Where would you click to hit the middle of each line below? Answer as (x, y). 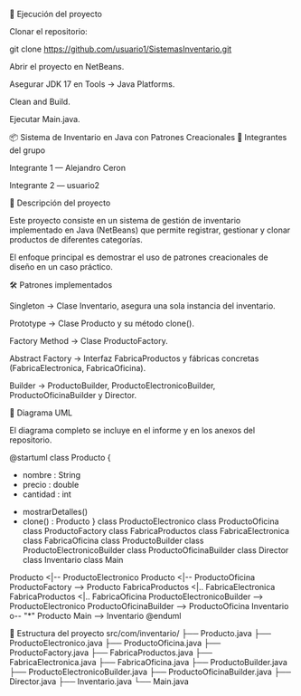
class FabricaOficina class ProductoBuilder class (113, 540)
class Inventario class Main (73, 560)
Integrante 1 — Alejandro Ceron (68, 168)
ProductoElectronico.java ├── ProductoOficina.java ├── (115, 643)
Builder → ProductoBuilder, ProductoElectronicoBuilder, (113, 386)
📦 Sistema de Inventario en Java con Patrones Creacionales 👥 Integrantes (148, 137)
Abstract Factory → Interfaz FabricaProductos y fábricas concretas (134, 358)
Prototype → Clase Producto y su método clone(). (102, 323)
